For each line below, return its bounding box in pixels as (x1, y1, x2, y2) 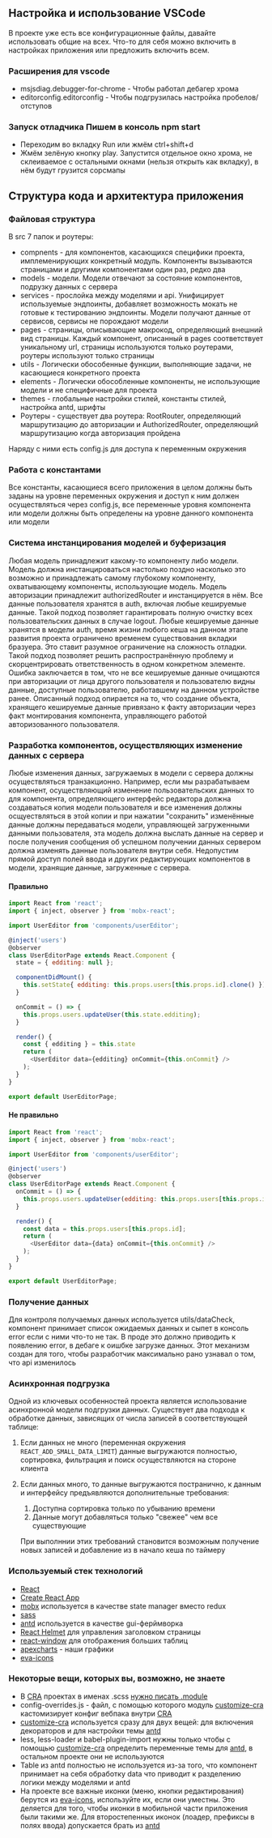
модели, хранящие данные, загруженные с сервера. (8, 862, 192, 872)
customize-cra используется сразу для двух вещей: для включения (19, 1717, 253, 1727)
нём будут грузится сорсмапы (19, 165, 125, 175)
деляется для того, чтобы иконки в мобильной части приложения (19, 1803, 249, 1813)
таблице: (8, 1422, 39, 1432)
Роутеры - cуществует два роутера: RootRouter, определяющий (19, 411, 241, 421)
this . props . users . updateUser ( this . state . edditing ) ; (23, 1011, 201, 1019)
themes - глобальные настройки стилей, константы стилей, (19, 394, 227, 404)
